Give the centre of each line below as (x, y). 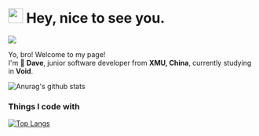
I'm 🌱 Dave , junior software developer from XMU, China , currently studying (130, 63)
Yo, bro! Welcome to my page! (57, 54)
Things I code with (44, 106)
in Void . (21, 71)
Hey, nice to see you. (96, 18)
